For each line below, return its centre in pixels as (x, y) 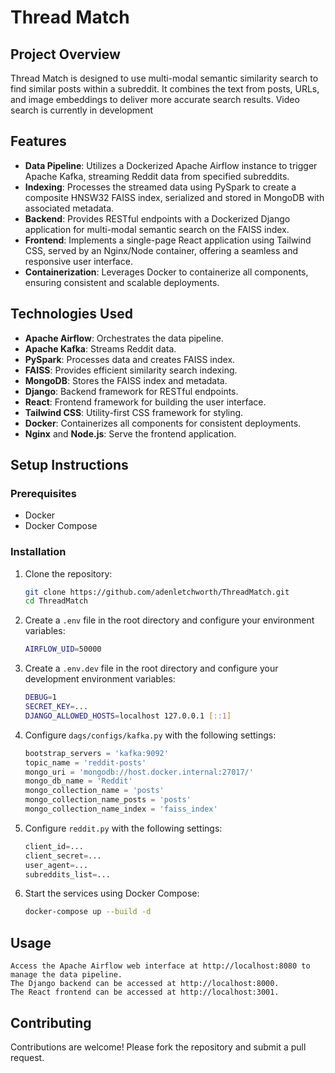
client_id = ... (54, 846)
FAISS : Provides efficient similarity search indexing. (131, 370)
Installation (38, 552)
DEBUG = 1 (40, 697)
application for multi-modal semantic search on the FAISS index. (157, 229)
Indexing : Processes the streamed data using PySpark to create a (160, 187)
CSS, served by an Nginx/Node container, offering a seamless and (161, 250)
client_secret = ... (63, 856)
